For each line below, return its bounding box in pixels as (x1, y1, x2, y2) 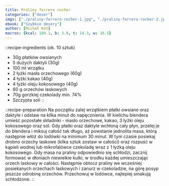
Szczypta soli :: (12, 97, 44, 103)
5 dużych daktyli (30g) (12, 60, 60, 65)
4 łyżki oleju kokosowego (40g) (12, 81, 78, 87)
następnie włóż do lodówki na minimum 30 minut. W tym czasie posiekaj (5, 134, 156, 139)
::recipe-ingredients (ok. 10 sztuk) (5, 45, 75, 50)
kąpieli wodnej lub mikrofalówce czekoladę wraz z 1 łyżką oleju (5, 144, 136, 150)
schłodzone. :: (5, 176, 35, 182)
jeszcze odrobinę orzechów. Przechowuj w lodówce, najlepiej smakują (5, 171, 151, 176)
